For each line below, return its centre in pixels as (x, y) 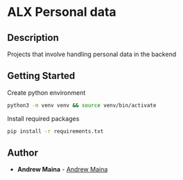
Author (23, 153)
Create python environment (46, 92)
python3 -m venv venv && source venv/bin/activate (82, 105)
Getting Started (41, 76)
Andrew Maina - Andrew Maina (62, 170)
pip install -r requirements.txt (55, 131)
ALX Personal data (62, 12)
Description (33, 38)
